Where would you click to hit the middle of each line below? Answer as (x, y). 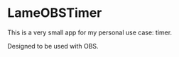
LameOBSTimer (55, 13)
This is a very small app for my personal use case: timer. (90, 32)
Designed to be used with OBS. (53, 46)
